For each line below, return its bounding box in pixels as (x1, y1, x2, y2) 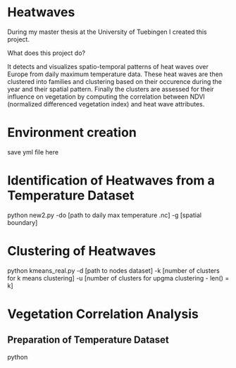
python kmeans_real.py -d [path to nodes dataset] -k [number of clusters (7, 266, 220, 275)
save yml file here (7, 147, 58, 156)
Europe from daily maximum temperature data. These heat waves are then (7, 70, 223, 78)
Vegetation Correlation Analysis (7, 306, 199, 321)
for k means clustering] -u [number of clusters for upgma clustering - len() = (7, 274, 230, 282)
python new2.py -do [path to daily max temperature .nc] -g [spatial (7, 211, 202, 219)
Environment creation (7, 125, 137, 141)
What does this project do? (7, 49, 86, 57)
